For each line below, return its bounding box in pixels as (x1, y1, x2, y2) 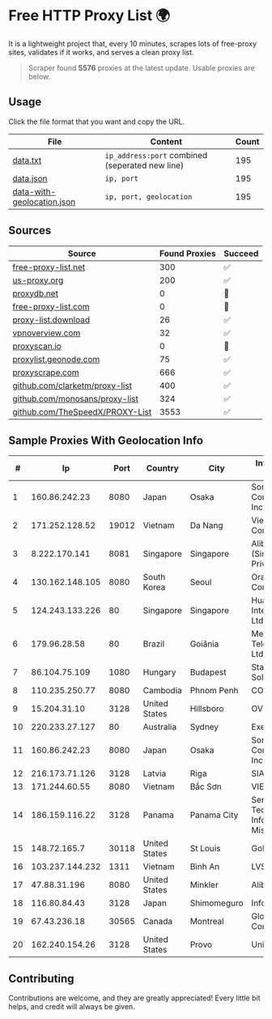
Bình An (189, 861, 220, 872)
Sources (8, 224, 52, 237)
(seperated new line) (104, 160, 185, 171)
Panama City (189, 809, 239, 821)
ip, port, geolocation (104, 192, 193, 201)
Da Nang (189, 520, 224, 531)
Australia (142, 722, 176, 733)
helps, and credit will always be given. (8, 1002, 135, 1012)
